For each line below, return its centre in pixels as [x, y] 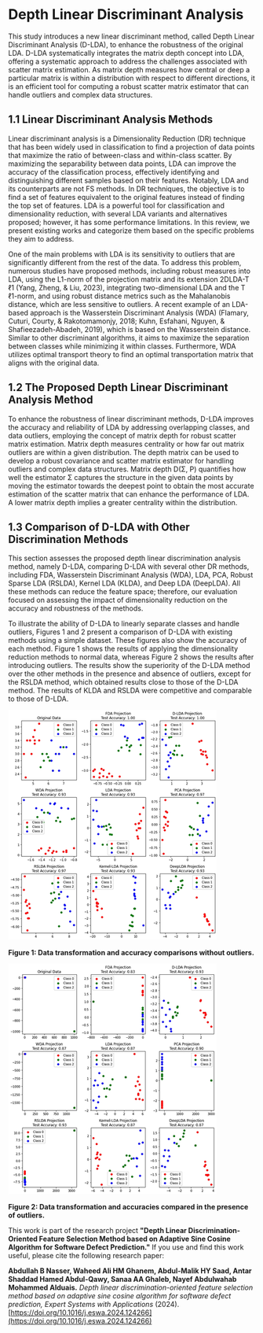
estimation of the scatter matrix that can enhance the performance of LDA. [129, 494]
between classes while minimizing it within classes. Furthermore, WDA [122, 346]
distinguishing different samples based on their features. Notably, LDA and [128, 180]
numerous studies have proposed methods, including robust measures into [130, 271]
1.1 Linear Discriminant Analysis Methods [111, 120]
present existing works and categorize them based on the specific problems [131, 231]
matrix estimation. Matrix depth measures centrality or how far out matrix [126, 444]
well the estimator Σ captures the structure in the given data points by [121, 477]
